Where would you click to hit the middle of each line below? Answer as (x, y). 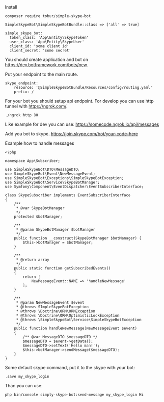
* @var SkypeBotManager (40, 208)
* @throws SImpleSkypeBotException (53, 307)
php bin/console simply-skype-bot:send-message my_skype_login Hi (74, 395)
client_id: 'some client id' (39, 46)
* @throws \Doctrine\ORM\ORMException (56, 311)
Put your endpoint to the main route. (42, 74)
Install (11, 7)
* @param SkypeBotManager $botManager (56, 230)
